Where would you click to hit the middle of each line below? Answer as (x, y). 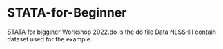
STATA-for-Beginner (67, 13)
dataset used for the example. (50, 39)
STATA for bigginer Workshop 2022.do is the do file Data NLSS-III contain (111, 32)
